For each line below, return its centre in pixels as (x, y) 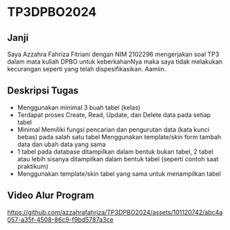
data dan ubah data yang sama (61, 144)
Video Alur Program (51, 196)
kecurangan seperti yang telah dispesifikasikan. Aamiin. (87, 69)
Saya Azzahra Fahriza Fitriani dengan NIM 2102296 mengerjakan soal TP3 (113, 54)
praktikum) (33, 166)
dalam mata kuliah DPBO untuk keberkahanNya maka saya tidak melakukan (115, 62)
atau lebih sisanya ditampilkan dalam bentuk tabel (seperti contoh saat (118, 159)
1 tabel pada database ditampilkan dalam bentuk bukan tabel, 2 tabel (115, 151)
